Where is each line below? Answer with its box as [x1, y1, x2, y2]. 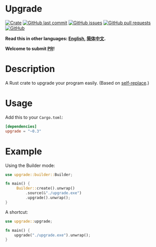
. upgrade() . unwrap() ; [25, 195, 71, 200]
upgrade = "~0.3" [5, 129, 42, 134]
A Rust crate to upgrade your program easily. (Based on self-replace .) [5, 80, 149, 86]
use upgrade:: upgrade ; [5, 219, 53, 224]
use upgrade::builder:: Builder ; [5, 172, 73, 177]
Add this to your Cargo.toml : [5, 114, 64, 120]
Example [5, 146, 42, 157]
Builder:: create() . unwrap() [16, 186, 75, 191]
